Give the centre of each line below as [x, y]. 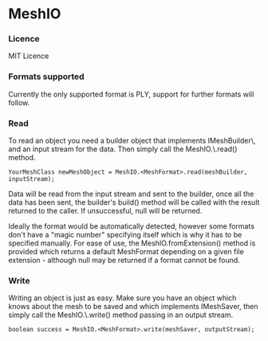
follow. [19, 102]
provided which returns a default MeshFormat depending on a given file [126, 252]
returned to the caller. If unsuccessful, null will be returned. [105, 211]
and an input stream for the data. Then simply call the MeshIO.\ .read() [123, 149]
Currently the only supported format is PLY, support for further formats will [131, 94]
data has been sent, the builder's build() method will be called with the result [134, 202]
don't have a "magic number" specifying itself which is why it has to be [125, 235]
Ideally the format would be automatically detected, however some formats [132, 226]
